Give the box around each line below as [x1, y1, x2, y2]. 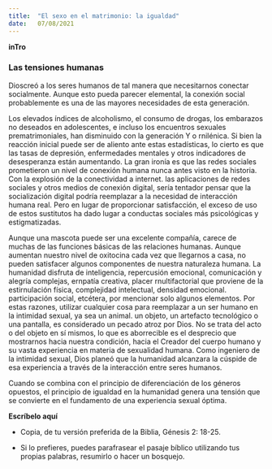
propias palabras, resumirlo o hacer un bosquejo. [19, 451, 185, 461]
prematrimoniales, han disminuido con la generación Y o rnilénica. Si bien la [8, 131, 262, 141]
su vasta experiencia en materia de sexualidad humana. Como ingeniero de [8, 345, 261, 354]
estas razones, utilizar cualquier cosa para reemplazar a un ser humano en [8, 302, 258, 311]
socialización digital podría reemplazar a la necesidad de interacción [8, 191, 238, 201]
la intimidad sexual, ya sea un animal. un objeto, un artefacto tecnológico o [8, 310, 258, 320]
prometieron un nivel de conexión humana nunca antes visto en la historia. [8, 165, 257, 175]
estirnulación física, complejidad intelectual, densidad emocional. [8, 284, 227, 294]
